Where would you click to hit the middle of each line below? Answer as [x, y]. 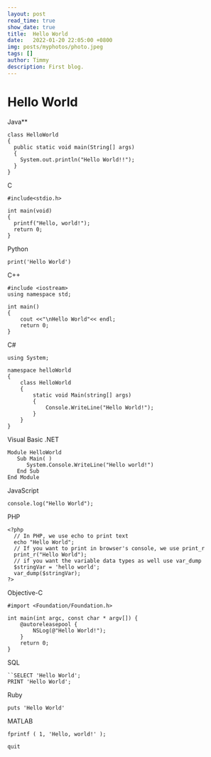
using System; [28, 358]
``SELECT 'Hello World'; [44, 675]
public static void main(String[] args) [74, 147]
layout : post [27, 14]
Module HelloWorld [34, 452]
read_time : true [31, 21]
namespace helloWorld [39, 370]
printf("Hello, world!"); [52, 223]
